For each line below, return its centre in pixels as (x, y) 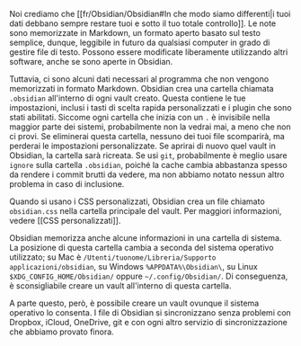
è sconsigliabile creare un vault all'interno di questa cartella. (120, 286)
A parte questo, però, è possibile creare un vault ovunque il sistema (134, 303)
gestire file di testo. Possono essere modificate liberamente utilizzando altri (149, 52)
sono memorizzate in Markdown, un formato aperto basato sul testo (135, 33)
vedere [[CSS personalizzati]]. (65, 221)
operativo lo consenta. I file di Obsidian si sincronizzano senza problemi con (150, 313)
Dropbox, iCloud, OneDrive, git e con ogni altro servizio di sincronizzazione (148, 322)
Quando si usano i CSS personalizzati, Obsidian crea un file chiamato (137, 201)
